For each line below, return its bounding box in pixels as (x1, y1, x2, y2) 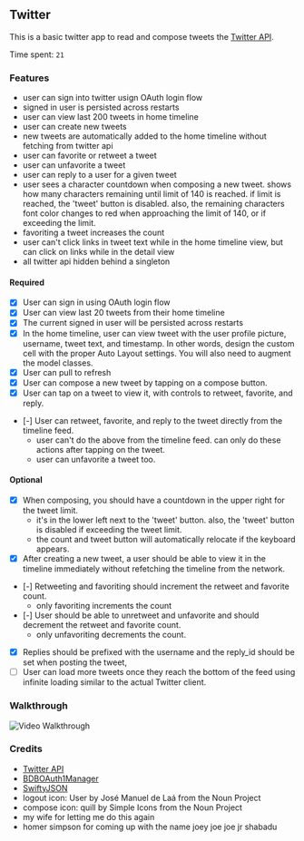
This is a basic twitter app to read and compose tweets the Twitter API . (9, 31, 274, 42)
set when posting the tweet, (22, 657, 127, 668)
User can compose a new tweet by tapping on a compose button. (22, 376, 268, 388)
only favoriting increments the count (35, 601, 172, 611)
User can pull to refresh (22, 367, 112, 377)
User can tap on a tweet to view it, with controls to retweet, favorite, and (22, 387, 293, 398)
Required (9, 277, 45, 288)
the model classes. (22, 357, 93, 368)
